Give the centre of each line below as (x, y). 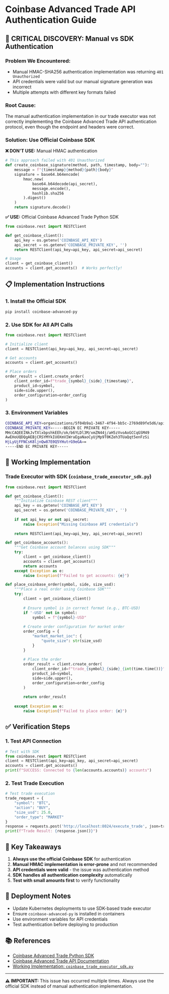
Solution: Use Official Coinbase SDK (50, 140)
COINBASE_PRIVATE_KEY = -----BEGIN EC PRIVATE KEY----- (63, 428)
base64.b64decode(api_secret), (65, 184)
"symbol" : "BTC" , (32, 803)
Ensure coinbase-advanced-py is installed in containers (68, 913)
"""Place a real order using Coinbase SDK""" (63, 589)
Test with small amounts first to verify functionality (66, 880)
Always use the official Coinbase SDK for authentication (72, 859)
